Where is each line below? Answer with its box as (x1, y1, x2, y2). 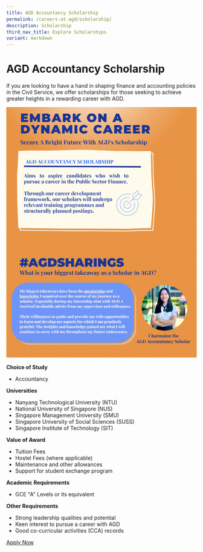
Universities (6, 387, 37, 394)
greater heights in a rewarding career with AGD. (6, 95, 125, 102)
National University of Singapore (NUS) (14, 405, 113, 412)
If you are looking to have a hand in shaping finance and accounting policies (6, 82, 196, 90)
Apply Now (6, 539, 34, 546)
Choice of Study (6, 363, 48, 370)
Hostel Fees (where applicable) (14, 454, 93, 461)
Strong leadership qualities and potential (14, 514, 116, 521)
